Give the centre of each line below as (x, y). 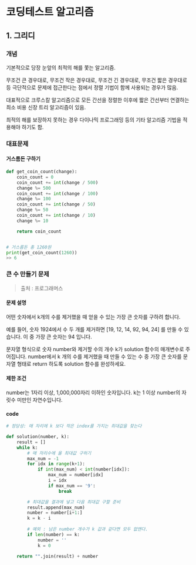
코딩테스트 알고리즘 (50, 12)
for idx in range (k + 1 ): (56, 464)
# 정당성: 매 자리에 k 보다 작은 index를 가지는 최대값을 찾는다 (74, 426)
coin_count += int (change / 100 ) (58, 194)
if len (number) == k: (54, 534)
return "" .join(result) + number (58, 556)
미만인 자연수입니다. (40, 399)
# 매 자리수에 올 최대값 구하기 (59, 453)
